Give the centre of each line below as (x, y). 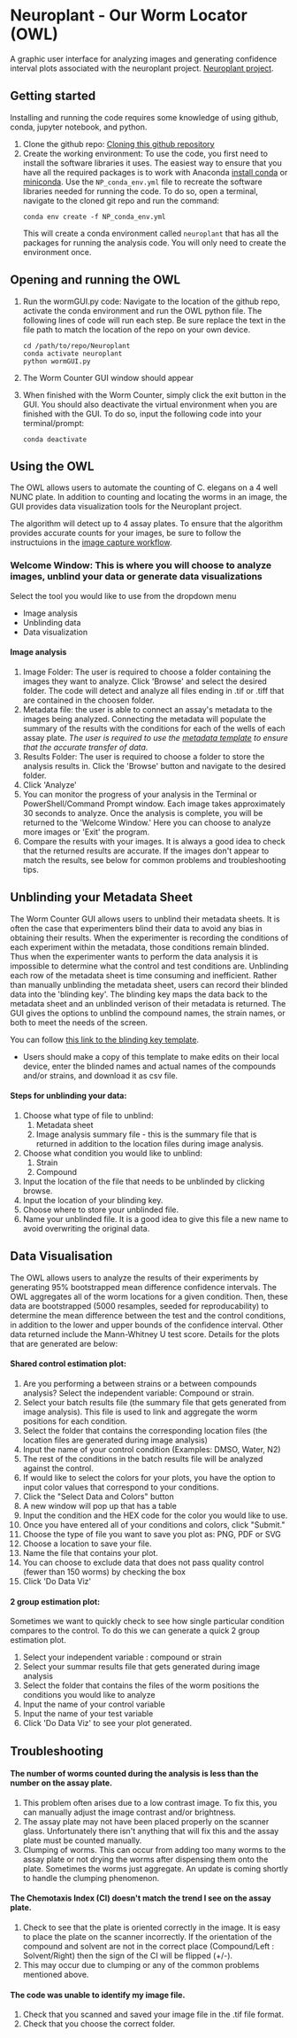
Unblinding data (52, 622)
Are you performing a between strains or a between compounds (140, 1383)
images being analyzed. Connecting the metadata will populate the (144, 719)
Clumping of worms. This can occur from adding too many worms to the (154, 1849)
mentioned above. (56, 1974)
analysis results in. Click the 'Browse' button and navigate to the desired (154, 766)
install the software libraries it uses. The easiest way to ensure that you (152, 163)
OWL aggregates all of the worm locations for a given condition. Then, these (149, 1296)
